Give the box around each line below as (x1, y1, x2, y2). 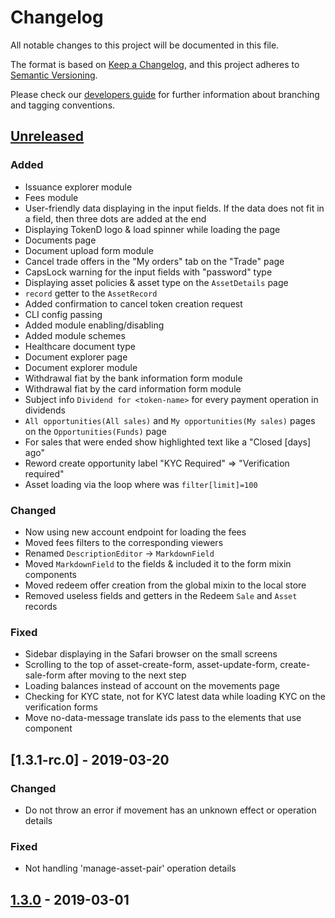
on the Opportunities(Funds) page (24, 425, 167, 437)
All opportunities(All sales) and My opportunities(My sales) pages (24, 414, 316, 426)
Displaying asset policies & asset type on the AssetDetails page (24, 276, 289, 288)
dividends (24, 404, 66, 416)
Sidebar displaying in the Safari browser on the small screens (24, 648, 278, 660)
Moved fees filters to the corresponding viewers (24, 536, 224, 548)
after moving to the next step (67, 669, 187, 681)
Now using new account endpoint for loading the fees (24, 526, 247, 538)
